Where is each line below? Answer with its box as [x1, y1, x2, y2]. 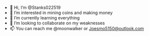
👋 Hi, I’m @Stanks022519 [9, 5, 61, 10]
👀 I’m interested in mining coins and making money [9, 10, 113, 16]
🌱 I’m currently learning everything [9, 15, 80, 20]
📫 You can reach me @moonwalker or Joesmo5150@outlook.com [9, 26, 144, 31]
